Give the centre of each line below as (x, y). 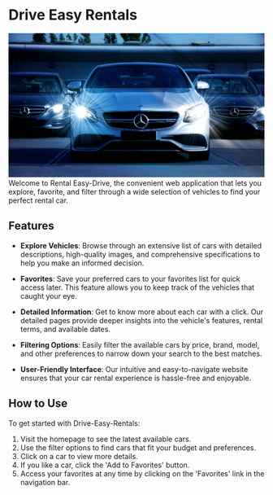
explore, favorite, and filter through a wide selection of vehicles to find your (134, 191)
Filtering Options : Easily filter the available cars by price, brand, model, (140, 344)
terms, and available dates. (65, 329)
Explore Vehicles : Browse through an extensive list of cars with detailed (141, 245)
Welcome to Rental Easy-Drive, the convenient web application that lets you (135, 183)
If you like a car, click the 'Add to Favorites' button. (105, 465)
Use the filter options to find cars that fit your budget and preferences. (138, 447)
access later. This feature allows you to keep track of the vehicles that (137, 287)
